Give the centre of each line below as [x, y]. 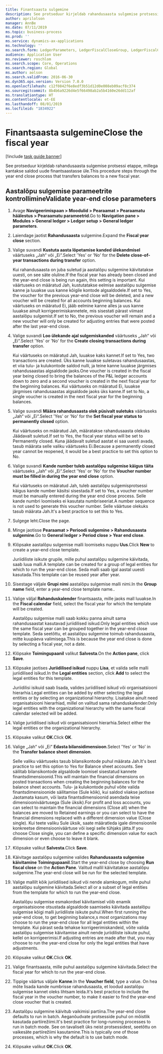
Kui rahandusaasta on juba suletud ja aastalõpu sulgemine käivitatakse [83, 269]
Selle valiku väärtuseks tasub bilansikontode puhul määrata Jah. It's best [84, 761]
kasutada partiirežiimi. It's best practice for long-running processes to [82, 1022]
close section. [27, 240]
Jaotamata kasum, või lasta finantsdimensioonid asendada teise [76, 797]
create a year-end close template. [46, 550]
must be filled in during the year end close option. [63, 476]
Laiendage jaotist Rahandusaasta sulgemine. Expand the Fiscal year [81, 235]
